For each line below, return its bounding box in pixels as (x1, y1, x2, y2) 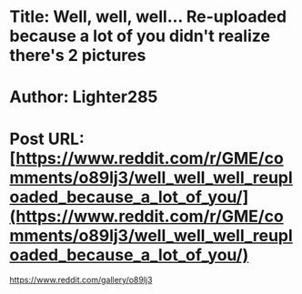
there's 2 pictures (9, 46, 146, 66)
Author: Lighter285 (9, 86, 158, 107)
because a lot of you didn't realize (9, 25, 271, 46)
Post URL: (9, 128, 85, 149)
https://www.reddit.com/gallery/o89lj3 (9, 275, 153, 286)
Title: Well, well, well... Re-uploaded (9, 6, 287, 27)
